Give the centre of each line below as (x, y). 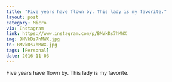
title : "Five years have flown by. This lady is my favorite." (87, 12)
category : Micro (26, 23)
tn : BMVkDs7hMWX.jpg (32, 45)
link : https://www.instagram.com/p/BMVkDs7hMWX (67, 34)
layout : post (22, 17)
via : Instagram (25, 28)
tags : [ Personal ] (28, 51)
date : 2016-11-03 (28, 56)
